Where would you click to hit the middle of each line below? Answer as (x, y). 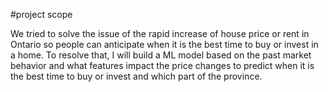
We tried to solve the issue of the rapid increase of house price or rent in (160, 33)
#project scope (41, 14)
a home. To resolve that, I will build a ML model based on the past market (161, 55)
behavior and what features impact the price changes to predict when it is (162, 65)
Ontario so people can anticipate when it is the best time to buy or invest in (164, 44)
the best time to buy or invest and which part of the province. (136, 76)
